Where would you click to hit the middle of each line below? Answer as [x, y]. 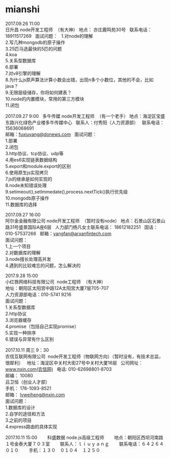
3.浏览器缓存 [19, 320]
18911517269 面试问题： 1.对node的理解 [49, 36]
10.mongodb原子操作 [27, 198]
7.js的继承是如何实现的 [29, 179]
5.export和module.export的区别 [38, 166]
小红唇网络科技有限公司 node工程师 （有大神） [55, 281]
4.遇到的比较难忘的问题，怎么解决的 [43, 265]
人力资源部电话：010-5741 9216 [38, 294]
